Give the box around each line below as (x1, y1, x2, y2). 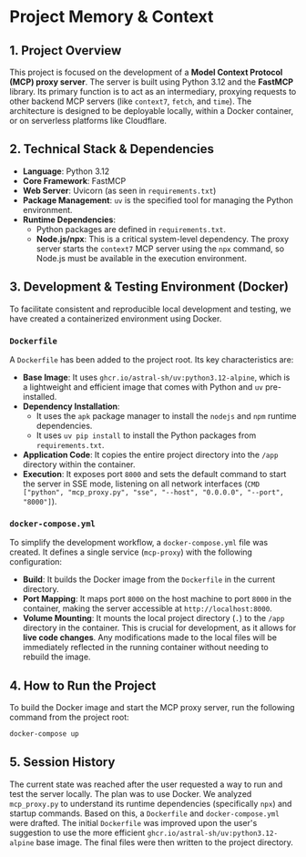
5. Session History (9, 754, 116, 770)
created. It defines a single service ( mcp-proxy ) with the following (9, 546, 253, 557)
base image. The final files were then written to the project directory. (36, 836, 294, 848)
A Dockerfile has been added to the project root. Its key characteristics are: (9, 353, 294, 365)
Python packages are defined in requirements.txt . (36, 223, 226, 234)
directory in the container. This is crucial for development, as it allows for (22, 622, 297, 634)
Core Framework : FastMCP (22, 175, 127, 186)
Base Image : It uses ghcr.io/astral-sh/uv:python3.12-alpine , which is (22, 372, 291, 383)
